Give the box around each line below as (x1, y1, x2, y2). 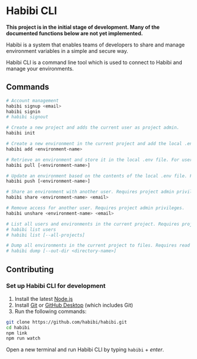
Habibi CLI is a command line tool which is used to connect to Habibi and (6, 59, 183, 66)
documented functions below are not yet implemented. (6, 29, 143, 36)
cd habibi (6, 324, 30, 330)
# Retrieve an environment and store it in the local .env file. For (6, 157, 180, 163)
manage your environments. (6, 65, 74, 72)
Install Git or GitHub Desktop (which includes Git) (14, 301, 134, 308)
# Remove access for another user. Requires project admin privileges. (6, 205, 185, 211)
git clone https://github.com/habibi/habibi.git (6, 319, 127, 325)
